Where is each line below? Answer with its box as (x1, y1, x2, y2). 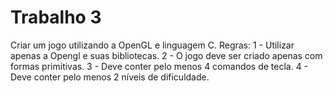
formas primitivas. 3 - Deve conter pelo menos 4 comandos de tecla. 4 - (10, 60, 309, 72)
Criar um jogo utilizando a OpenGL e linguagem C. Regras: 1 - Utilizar (10, 39, 295, 51)
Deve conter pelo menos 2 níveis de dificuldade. (10, 71, 210, 83)
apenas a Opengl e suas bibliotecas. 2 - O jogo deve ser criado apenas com (10, 49, 323, 61)
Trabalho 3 (10, 6, 102, 29)
